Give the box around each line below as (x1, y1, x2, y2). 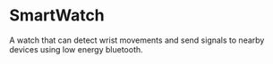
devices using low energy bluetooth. (9, 44, 143, 54)
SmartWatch (9, 5, 105, 26)
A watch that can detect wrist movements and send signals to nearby (9, 35, 265, 45)
